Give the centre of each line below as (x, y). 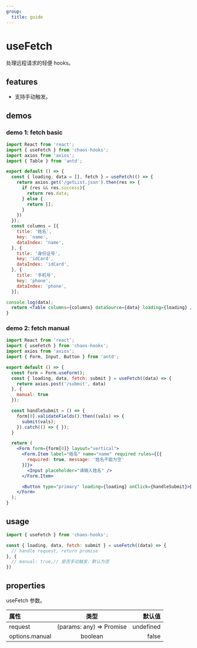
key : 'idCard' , (35, 259)
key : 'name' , (33, 237)
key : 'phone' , (34, 281)
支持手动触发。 (33, 97)
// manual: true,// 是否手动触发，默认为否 (60, 562)
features (22, 82)
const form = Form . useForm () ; (48, 373)
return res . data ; (48, 193)
